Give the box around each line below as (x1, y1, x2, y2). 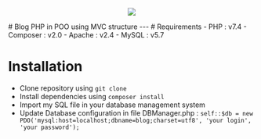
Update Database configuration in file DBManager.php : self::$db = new (19, 108, 253, 117)
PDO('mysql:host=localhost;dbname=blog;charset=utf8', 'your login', (19, 116, 252, 124)
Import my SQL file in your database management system (19, 100, 206, 109)
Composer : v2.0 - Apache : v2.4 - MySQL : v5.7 (8, 30, 165, 39)
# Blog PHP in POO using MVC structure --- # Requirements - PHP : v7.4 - (8, 22, 247, 31)
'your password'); (19, 123, 80, 131)
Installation (8, 58, 83, 76)
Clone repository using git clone (19, 83, 127, 93)
